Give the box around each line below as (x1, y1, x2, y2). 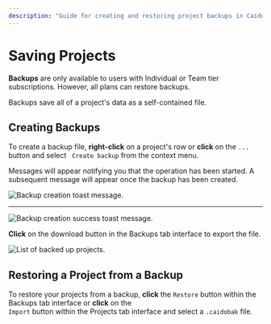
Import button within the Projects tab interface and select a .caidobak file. (8, 307, 252, 317)
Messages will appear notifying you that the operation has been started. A (8, 166, 255, 176)
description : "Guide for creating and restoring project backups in (8, 11, 244, 20)
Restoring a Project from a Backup (8, 268, 184, 282)
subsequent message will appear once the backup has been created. (8, 175, 239, 185)
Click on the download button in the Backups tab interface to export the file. (8, 229, 261, 239)
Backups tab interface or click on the (8, 298, 131, 308)
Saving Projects (8, 46, 116, 64)
